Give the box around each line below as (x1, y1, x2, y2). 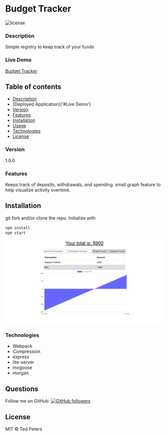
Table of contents (5, 82, 61, 91)
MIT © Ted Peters (5, 426, 43, 432)
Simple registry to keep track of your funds (5, 44, 95, 50)
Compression (12, 349, 41, 355)
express (12, 354, 29, 360)
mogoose (12, 364, 33, 371)
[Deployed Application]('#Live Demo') (12, 101, 92, 107)
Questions (5, 385, 39, 393)
